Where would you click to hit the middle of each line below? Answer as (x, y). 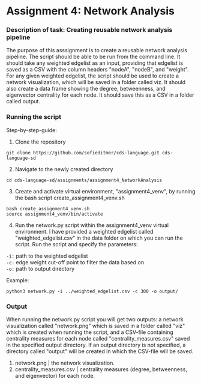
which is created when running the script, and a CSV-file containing (90, 332)
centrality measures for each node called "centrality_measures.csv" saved (98, 339)
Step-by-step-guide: (31, 130)
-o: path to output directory (40, 268)
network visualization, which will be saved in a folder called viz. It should (96, 82)
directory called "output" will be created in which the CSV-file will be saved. (100, 351)
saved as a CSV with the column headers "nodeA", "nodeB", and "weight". (97, 70)
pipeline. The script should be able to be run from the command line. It (93, 57)
